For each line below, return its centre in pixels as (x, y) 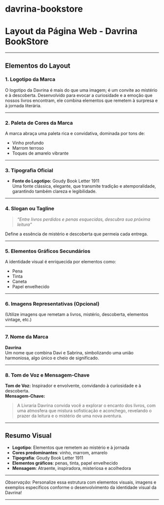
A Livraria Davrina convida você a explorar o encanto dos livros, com (86, 405)
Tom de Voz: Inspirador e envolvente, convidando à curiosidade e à (73, 386)
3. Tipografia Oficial (29, 171)
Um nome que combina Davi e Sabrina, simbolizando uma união (69, 352)
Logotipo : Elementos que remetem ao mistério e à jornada (71, 447)
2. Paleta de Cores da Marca (39, 123)
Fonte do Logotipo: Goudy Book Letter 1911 (56, 181)
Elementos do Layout (38, 66)
